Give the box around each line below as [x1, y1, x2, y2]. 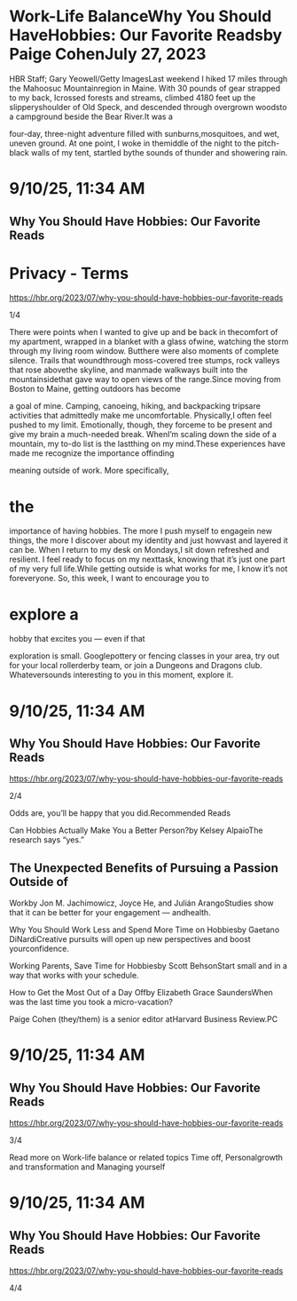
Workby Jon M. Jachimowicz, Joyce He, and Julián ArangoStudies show [9, 898, 274, 908]
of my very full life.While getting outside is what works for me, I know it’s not [9, 563, 288, 574]
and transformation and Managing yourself [9, 1161, 166, 1172]
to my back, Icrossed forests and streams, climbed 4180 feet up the [9, 92, 256, 103]
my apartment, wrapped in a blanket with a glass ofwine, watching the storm [9, 336, 289, 347]
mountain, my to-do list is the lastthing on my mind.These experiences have [9, 438, 286, 450]
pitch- [257, 138, 280, 148]
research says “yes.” [9, 834, 84, 845]
